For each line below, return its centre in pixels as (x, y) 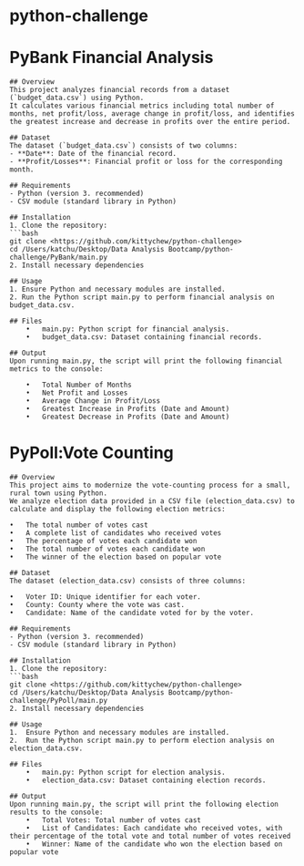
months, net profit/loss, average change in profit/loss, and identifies (152, 114)
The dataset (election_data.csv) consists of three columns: (128, 581)
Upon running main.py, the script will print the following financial (146, 361)
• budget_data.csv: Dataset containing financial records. (144, 337)
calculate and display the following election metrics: (117, 510)
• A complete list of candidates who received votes (116, 533)
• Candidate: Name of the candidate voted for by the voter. (132, 613)
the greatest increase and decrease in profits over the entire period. (150, 122)
